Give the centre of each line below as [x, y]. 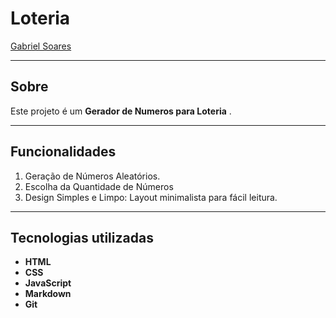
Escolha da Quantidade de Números [99, 186]
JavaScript [48, 283]
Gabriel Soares [41, 46]
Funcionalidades [63, 152]
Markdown [48, 294]
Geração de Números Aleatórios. [92, 176]
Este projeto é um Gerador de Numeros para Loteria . [121, 111]
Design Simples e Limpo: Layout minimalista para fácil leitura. [151, 197]
